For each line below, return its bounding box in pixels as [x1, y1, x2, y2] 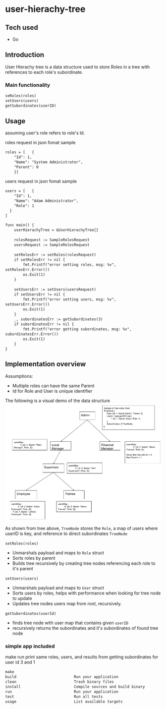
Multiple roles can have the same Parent [12, 383, 95, 389]
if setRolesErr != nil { [14, 257, 65, 262]
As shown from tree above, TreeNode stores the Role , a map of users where [5, 525, 158, 531]
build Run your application [5, 674, 119, 680]
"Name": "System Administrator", [14, 160, 83, 165]
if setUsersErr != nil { [14, 292, 65, 297]
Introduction [5, 51, 45, 59]
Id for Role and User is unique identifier [12, 388, 93, 394]
